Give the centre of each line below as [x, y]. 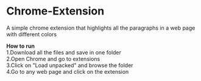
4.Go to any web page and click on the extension [68, 71]
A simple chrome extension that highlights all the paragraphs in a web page [101, 28]
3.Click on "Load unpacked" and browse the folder [70, 65]
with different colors [32, 34]
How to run [21, 46]
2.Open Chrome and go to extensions [53, 59]
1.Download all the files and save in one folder [64, 52]
